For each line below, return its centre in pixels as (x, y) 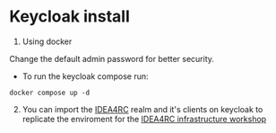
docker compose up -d (50, 93)
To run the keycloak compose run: (86, 76)
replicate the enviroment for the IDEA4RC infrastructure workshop (144, 119)
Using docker (47, 41)
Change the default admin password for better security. (112, 58)
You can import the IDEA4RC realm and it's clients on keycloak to (142, 109)
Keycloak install (69, 17)
